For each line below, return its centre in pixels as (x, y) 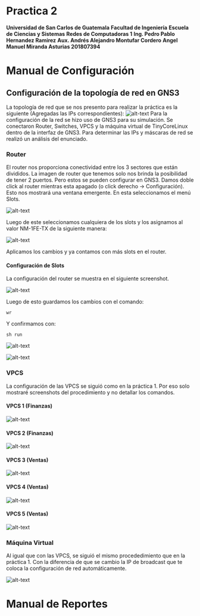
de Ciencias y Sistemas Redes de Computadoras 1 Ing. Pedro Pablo (91, 33)
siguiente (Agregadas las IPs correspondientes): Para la (87, 113)
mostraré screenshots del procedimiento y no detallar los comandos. (90, 392)
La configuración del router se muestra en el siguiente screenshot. (88, 278)
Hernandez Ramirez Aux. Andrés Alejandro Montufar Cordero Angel (92, 40)
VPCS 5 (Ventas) (27, 514)
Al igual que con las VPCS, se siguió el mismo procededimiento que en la (96, 556)
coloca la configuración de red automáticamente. (66, 568)
